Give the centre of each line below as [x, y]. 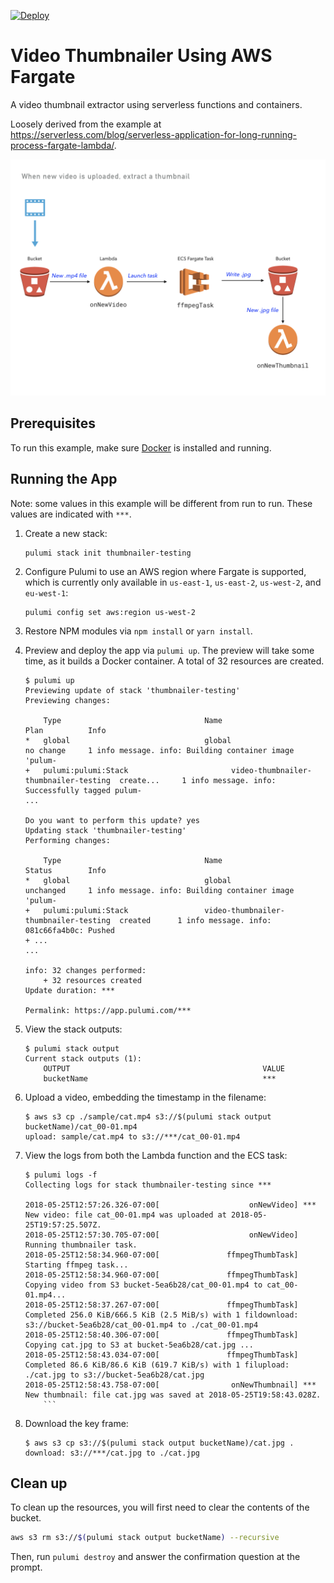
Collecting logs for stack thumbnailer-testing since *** [148, 1185]
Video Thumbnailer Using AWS [141, 56]
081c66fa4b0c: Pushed [69, 930]
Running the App [64, 479]
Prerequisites [53, 423]
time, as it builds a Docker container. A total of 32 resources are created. [174, 661]
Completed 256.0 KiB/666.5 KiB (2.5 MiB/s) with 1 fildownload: [161, 1315]
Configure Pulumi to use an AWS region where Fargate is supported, [165, 571]
